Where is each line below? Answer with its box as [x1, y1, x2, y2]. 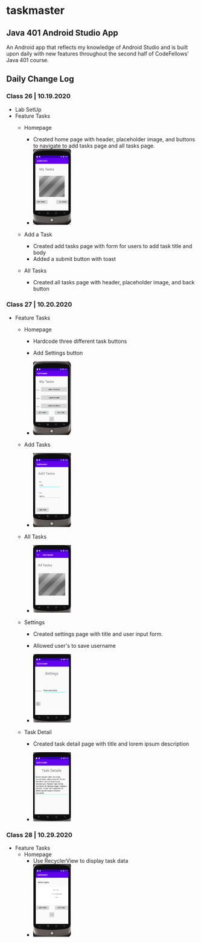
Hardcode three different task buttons [33, 337, 127, 345]
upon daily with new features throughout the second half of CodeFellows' [6, 50, 189, 57]
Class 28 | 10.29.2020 [6, 831, 72, 839]
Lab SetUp [14, 106, 42, 113]
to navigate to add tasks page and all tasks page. [33, 142, 155, 149]
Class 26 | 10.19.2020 [6, 92, 71, 100]
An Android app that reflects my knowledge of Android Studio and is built [6, 43, 188, 51]
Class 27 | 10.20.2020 [6, 300, 72, 308]
